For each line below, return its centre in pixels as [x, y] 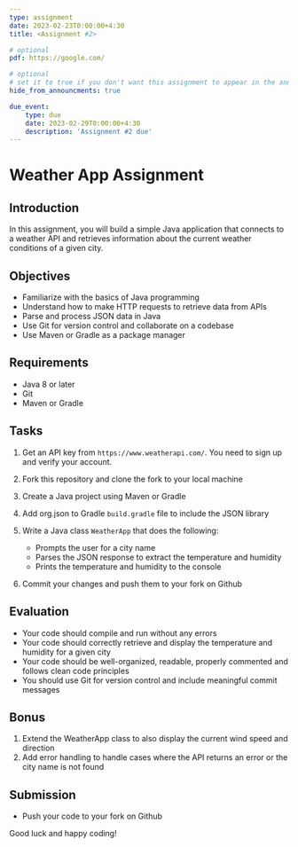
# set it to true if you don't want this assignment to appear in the [142, 82]
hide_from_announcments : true [65, 90]
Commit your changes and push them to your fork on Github [132, 584]
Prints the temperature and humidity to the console [128, 566]
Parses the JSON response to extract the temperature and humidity [158, 557]
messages [41, 689]
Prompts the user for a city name [95, 547]
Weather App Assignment [106, 175]
